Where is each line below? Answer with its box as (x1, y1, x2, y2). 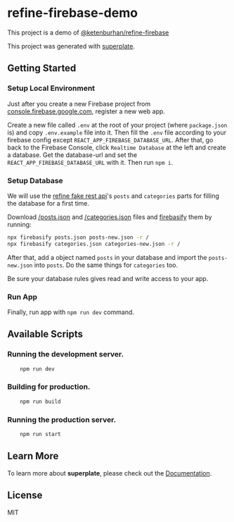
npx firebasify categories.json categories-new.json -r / (7, 240, 181, 247)
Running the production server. (7, 414, 117, 424)
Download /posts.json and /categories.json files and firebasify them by (7, 213, 212, 221)
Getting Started (7, 62, 77, 75)
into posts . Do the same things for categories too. (34, 261, 178, 269)
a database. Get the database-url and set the (7, 150, 138, 159)
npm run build (20, 398, 61, 405)
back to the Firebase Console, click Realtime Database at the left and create (7, 143, 226, 151)
